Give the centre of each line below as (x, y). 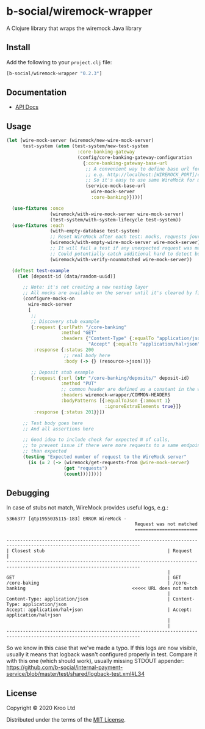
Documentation (37, 93)
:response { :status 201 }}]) (69, 412)
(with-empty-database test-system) (95, 231)
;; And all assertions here (58, 429)
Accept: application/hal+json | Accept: (99, 610)
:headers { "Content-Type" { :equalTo (107, 339)
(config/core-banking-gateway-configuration (135, 157)
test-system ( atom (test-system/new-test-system (85, 146)
